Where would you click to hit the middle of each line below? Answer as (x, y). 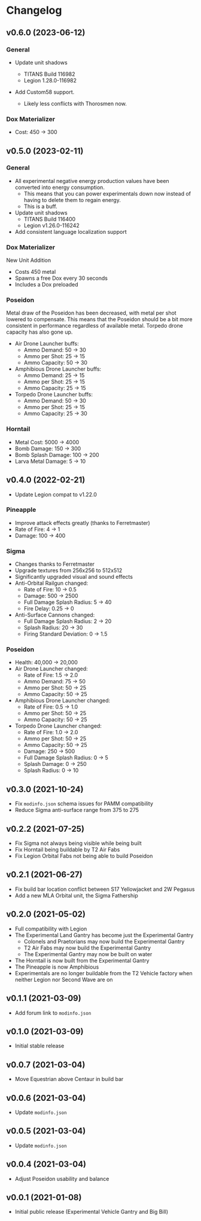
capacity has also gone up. (39, 332)
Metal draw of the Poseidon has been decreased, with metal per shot (91, 313)
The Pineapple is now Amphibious (57, 967)
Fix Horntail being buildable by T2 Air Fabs (67, 850)
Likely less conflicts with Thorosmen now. (75, 103)
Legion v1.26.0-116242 (51, 225)
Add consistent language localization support (71, 231)
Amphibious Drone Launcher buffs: (58, 369)
